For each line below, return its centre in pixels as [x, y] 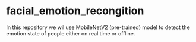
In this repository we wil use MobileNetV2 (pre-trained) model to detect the [98, 27]
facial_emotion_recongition [75, 11]
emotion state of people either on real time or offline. [71, 33]
